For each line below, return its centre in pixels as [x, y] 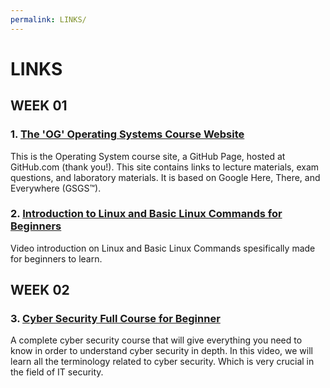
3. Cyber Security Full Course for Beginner [115, 319]
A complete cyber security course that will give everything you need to [156, 340]
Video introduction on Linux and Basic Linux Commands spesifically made [163, 248]
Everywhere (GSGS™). [56, 188]
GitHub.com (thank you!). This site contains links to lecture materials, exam [165, 167]
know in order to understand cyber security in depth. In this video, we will [161, 351]
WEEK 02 [40, 290]
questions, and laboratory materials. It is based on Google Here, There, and [165, 177]
